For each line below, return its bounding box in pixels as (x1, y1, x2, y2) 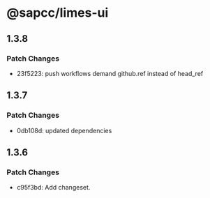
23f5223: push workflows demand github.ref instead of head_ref (16, 69, 204, 77)
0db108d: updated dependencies (16, 126, 112, 135)
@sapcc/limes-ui (6, 5, 109, 21)
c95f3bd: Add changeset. (16, 183, 91, 192)
